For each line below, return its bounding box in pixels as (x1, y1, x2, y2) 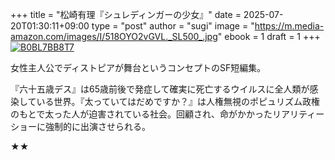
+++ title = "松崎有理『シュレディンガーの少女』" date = (10, 9, 242, 20)
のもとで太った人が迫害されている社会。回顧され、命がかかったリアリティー (10, 108, 325, 120)
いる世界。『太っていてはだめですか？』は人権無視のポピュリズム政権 (36, 96, 320, 107)
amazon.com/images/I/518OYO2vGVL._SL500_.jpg (10, 31, 218, 42)
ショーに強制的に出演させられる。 (10, 121, 151, 132)
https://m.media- (254, 20, 325, 32)
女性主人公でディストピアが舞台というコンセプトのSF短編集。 (10, 62, 267, 73)
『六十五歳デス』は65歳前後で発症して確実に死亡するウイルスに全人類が (10, 83, 310, 95)
